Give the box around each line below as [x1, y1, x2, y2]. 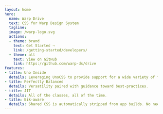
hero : [4, 12, 16, 16]
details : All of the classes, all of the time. [9, 93, 108, 98]
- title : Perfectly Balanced [4, 79, 64, 84]
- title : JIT [4, 88, 31, 93]
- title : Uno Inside [4, 70, 47, 75]
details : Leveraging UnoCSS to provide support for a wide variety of [9, 75, 155, 80]
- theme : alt [9, 52, 36, 57]
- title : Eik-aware [4, 98, 44, 102]
